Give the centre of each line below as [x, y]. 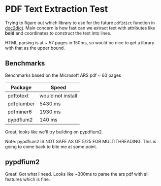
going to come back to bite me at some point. [51, 147]
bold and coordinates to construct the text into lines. [58, 33]
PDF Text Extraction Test [57, 9]
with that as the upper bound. [35, 48]
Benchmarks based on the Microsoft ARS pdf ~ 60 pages [63, 75]
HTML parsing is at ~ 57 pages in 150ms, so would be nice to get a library [80, 42]
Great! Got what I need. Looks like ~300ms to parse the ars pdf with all [77, 174]
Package [21, 87]
